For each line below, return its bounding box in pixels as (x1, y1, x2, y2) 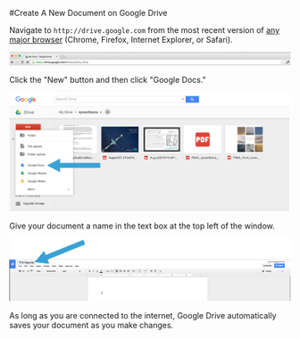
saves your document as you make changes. (9, 320, 174, 331)
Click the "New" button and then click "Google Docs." (9, 74, 207, 85)
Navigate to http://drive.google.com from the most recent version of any (9, 25, 280, 35)
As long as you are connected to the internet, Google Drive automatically (9, 310, 277, 321)
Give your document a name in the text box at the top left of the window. (9, 220, 275, 231)
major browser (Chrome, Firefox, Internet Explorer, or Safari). (9, 35, 234, 45)
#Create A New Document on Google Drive (9, 8, 168, 18)
